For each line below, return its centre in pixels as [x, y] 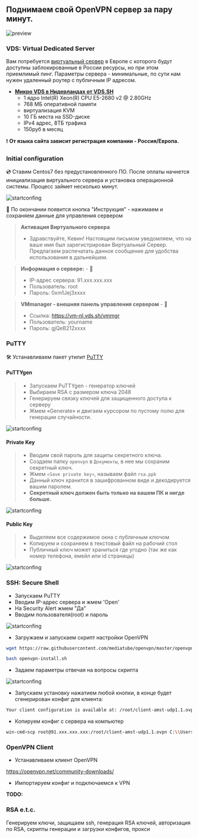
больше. [40, 499]
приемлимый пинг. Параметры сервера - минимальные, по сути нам [93, 74]
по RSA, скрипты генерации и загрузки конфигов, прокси [78, 829]
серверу [40, 405]
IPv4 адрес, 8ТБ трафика [55, 123]
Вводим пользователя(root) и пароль [61, 614]
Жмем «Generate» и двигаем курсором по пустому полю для [107, 410]
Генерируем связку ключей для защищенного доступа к [100, 398]
